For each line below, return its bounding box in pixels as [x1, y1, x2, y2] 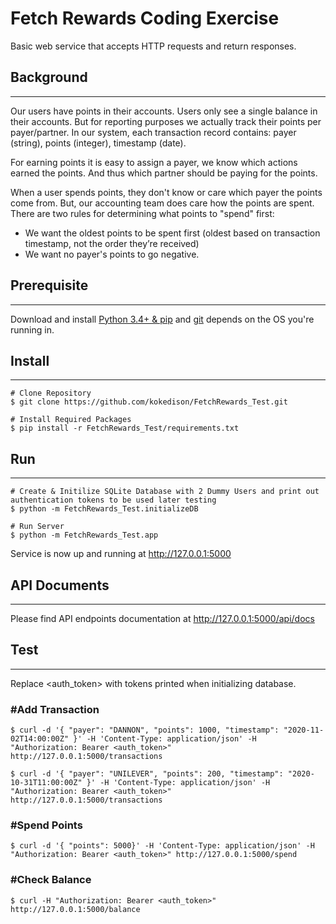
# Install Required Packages [10, 415, 132, 425]
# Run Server [10, 522, 65, 532]
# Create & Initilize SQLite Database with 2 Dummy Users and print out [10, 487, 320, 497]
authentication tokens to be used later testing [10, 495, 217, 506]
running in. [10, 323, 55, 336]
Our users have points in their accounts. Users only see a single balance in [10, 105, 318, 117]
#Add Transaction [10, 702, 100, 716]
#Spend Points [10, 818, 83, 832]
